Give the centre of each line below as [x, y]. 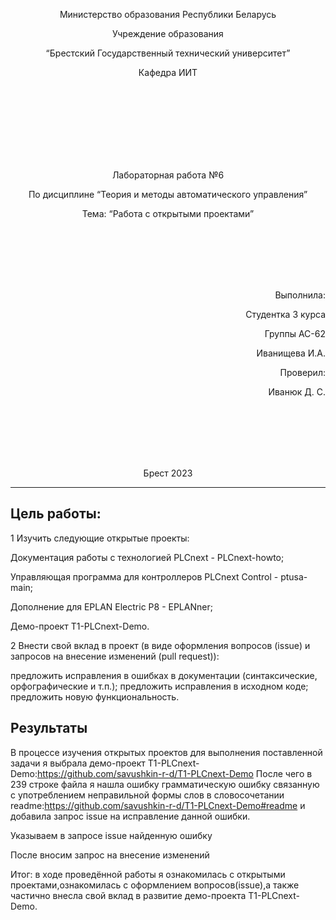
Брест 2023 [168, 473]
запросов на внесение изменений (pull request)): [115, 656]
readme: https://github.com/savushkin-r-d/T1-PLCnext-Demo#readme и [158, 805]
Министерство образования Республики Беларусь [168, 14]
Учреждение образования [168, 33]
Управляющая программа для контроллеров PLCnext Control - [144, 576]
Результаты [49, 728]
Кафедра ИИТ [168, 72]
